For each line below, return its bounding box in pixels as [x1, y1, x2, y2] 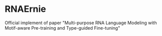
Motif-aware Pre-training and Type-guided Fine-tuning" [5, 25, 120, 31]
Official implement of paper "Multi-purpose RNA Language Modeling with [5, 20, 157, 26]
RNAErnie [5, 3, 46, 15]
